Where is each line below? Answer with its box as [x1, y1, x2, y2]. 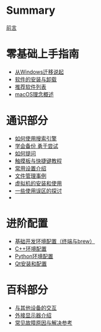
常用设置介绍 [14, 165, 46, 172]
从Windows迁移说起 [14, 68, 64, 75]
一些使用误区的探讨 [14, 187, 62, 194]
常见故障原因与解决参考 [14, 319, 72, 326]
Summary [6, 4, 55, 17]
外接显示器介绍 [14, 312, 52, 319]
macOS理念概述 [14, 90, 54, 98]
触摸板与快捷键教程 [14, 157, 62, 165]
